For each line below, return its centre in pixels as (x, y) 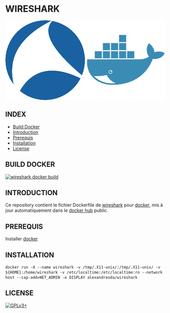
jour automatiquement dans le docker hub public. (57, 210)
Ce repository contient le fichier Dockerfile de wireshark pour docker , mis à (84, 205)
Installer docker (22, 239)
